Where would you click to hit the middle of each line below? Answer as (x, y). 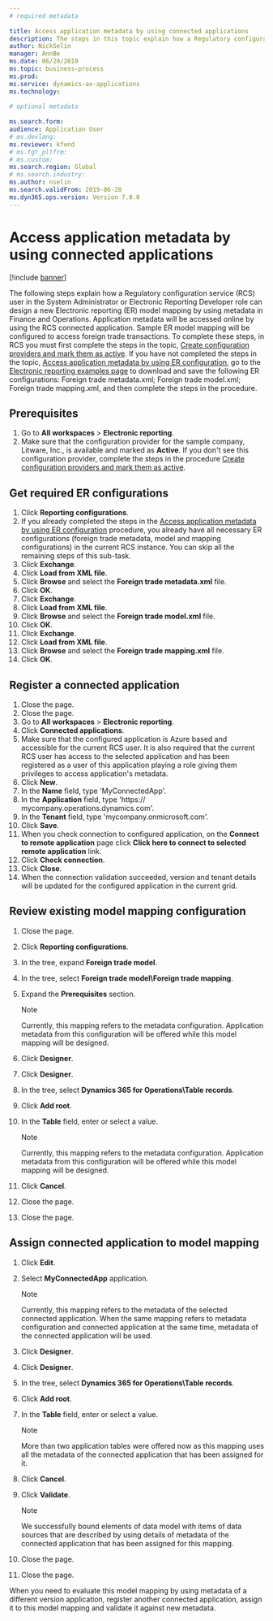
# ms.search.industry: (47, 175)
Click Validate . (46, 1494)
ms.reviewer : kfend (42, 144)
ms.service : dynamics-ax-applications (75, 84)
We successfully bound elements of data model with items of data (131, 1526)
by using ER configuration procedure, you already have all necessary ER (141, 530)
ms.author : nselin (40, 182)
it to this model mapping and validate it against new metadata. (113, 1608)
